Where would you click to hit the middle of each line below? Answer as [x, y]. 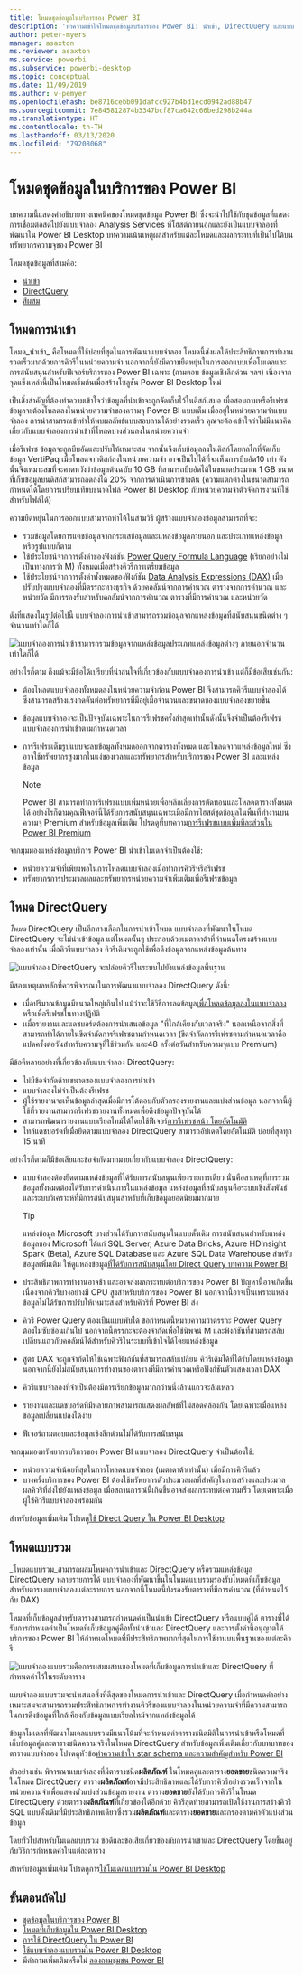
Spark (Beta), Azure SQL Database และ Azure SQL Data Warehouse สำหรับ [157, 1254]
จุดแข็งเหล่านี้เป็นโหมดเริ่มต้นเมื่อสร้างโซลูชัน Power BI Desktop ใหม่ [115, 382]
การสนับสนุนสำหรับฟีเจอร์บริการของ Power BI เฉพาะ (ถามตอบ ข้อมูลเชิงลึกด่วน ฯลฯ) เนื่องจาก [151, 372]
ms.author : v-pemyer [48, 93]
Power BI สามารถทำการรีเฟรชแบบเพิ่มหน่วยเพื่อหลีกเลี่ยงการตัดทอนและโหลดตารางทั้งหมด [157, 802]
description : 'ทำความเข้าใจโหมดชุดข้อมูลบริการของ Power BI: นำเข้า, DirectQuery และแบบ [152, 26]
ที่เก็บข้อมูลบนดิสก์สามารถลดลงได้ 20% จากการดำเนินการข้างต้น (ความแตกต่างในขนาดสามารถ [149, 479]
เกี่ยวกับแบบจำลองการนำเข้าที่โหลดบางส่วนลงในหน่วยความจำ [99, 430]
